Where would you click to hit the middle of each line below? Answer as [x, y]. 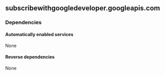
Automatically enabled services [39, 34]
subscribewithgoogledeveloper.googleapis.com [83, 8]
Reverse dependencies [30, 57]
